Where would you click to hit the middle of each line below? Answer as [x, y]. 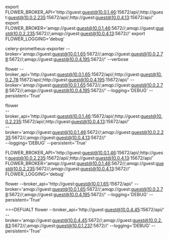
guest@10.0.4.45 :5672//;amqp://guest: [92, 220]
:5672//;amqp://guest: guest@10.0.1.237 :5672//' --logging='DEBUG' [80, 226]
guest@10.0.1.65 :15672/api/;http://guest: [99, 74]
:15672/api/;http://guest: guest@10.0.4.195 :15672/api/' [74, 80]
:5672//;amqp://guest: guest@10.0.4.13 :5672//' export [90, 33]
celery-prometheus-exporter [35, 49]
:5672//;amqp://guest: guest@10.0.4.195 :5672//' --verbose [68, 59]
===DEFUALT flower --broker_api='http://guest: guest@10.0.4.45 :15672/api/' [85, 210]
